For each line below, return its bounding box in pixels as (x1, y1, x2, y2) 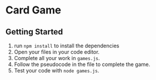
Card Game (5, 4, 62, 17)
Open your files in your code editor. (13, 48, 100, 55)
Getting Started (5, 27, 63, 37)
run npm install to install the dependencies (13, 42, 120, 49)
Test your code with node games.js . (13, 67, 100, 74)
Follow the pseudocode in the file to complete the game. (13, 61, 151, 68)
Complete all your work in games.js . (13, 55, 100, 61)
